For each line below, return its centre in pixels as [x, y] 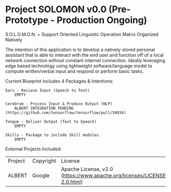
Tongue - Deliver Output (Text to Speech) [51, 121]
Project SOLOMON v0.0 [56, 9]
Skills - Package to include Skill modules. [53, 135]
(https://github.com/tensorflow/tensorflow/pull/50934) [66, 113]
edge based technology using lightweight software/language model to [79, 66]
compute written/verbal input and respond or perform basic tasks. [75, 71]
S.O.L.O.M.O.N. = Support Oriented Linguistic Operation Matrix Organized [82, 34]
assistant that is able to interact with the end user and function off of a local [84, 55]
